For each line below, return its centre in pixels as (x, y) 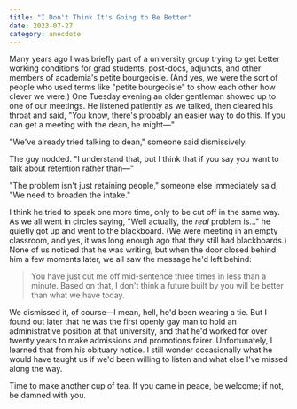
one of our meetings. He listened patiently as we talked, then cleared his (141, 106)
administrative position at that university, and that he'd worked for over (138, 331)
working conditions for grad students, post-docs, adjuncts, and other (135, 68)
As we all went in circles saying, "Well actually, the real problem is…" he (140, 221)
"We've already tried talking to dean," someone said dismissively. (129, 142)
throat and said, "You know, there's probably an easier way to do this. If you (148, 115)
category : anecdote (45, 34)
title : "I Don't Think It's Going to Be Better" (101, 17)
